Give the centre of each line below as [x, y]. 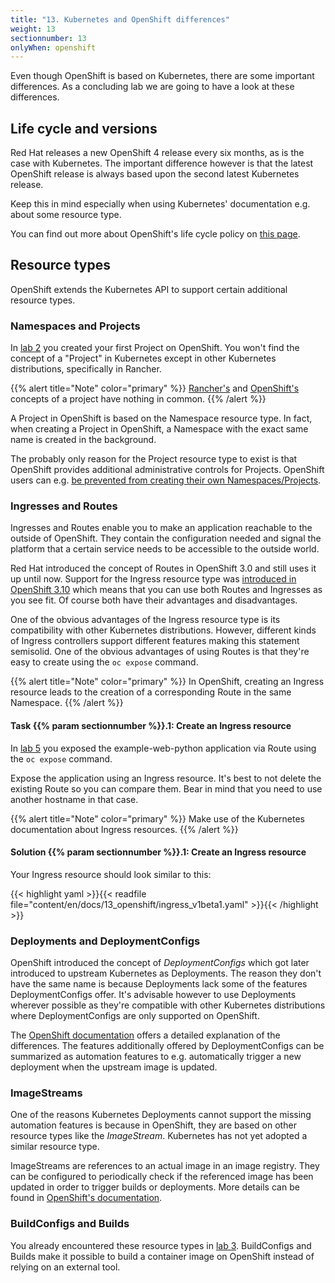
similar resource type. [55, 1147]
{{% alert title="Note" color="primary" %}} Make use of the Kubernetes [157, 818]
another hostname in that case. [74, 799]
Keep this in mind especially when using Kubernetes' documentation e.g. [160, 204]
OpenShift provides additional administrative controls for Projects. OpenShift [167, 470]
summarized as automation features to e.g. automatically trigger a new [156, 1057]
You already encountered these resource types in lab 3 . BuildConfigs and [161, 1245]
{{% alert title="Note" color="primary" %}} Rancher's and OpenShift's [155, 388]
